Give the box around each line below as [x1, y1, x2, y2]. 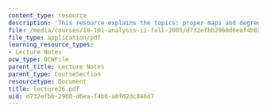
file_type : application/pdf [8, 33, 102, 42]
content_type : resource [8, 11, 87, 20]
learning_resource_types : [8, 41, 94, 49]
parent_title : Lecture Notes [8, 63, 105, 71]
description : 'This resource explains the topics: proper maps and [8, 19, 237, 27]
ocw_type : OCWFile [8, 56, 69, 64]
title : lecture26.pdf [8, 84, 80, 93]
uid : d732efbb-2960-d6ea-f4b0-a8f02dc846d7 [8, 92, 155, 100]
